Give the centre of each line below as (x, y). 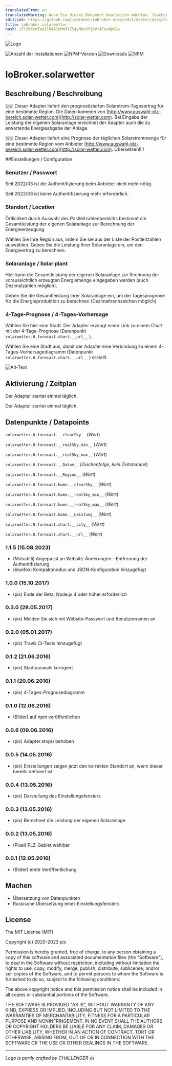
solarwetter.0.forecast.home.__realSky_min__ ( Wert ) (62, 494)
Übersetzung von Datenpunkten (46, 898)
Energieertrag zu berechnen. (36, 250)
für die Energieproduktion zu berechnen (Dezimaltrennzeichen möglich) (81, 301)
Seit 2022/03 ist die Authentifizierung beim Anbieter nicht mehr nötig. (79, 184)
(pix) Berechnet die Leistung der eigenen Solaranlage (69, 821)
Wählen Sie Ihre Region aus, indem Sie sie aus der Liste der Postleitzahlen (83, 239)
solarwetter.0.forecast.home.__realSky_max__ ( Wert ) (62, 504)
